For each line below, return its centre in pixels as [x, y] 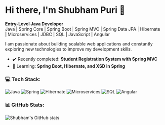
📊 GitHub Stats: [25, 105]
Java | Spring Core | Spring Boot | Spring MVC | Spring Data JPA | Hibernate [83, 29]
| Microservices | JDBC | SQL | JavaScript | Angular [58, 34]
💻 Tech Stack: [23, 79]
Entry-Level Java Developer [34, 24]
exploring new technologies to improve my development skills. [68, 49]
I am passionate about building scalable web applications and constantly [79, 43]
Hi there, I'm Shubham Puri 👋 [65, 10]
